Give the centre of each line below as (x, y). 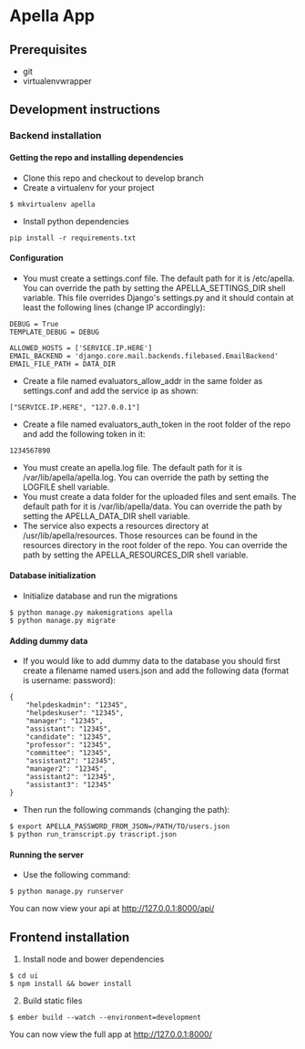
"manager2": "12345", (66, 769)
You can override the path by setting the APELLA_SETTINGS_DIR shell (154, 287)
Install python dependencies (76, 221)
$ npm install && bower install (71, 984)
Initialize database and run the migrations (100, 596)
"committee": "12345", (69, 753)
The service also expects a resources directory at (116, 525)
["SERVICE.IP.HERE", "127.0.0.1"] (75, 407)
